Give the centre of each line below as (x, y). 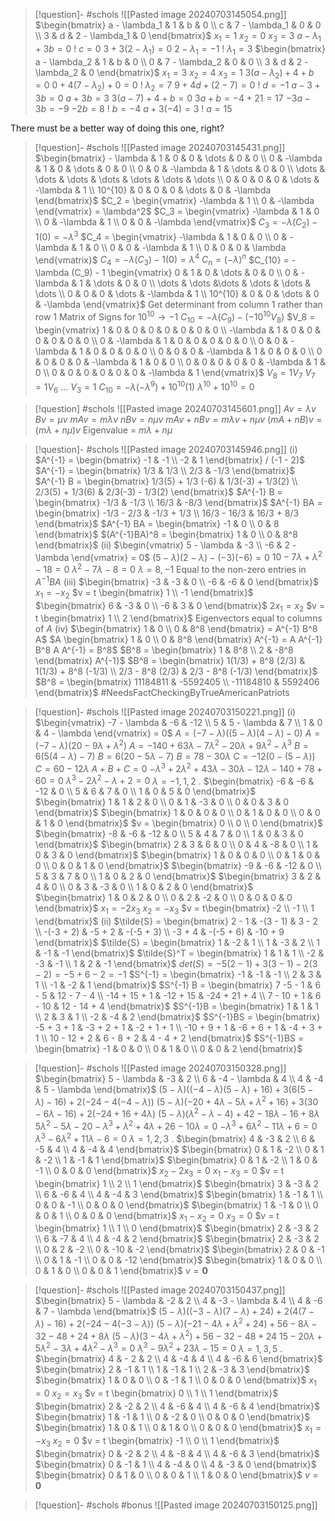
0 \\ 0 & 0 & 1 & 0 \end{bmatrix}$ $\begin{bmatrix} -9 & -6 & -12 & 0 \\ (178, 866)
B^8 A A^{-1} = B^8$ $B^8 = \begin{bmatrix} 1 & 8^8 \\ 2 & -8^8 (164, 650)
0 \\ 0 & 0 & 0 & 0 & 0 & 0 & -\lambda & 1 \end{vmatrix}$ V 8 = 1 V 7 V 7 (175, 373)
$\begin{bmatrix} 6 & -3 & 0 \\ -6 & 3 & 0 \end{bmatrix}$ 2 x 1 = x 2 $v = (180, 606)
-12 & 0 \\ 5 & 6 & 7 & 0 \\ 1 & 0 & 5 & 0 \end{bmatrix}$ (145, 791)
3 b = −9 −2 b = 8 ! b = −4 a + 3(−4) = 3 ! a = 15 (133, 109)
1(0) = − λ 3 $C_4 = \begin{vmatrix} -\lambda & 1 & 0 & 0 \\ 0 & (161, 236)
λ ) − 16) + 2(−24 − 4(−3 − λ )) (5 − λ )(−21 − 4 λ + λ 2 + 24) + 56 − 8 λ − (176, 1322)
